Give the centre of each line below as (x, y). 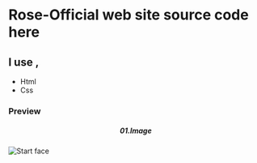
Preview (25, 111)
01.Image (136, 131)
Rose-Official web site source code (128, 15)
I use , (24, 62)
